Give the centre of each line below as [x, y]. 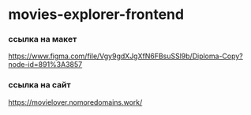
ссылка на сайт [39, 85]
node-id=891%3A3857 [45, 65]
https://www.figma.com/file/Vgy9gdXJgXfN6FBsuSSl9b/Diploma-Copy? [126, 56]
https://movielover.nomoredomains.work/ [75, 102]
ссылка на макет [43, 39]
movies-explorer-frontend [96, 15]
